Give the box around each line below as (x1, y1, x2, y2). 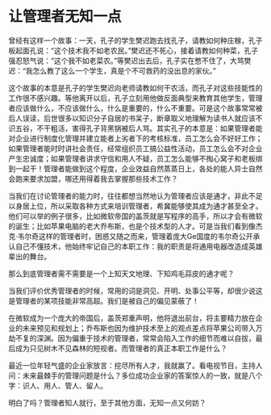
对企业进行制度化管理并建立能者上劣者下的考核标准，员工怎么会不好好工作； (8, 133, 263, 143)
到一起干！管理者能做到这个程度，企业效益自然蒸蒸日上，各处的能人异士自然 (8, 163, 263, 174)
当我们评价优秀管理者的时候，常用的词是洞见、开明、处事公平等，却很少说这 (8, 286, 263, 296)
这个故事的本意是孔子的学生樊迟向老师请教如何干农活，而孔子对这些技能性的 (8, 82, 263, 93)
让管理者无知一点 (8, 7, 123, 26)
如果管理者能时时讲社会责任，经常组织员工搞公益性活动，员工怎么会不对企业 (8, 143, 263, 153)
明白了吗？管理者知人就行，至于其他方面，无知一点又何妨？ (8, 397, 206, 408)
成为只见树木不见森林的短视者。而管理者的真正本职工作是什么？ (15, 343, 227, 353)
